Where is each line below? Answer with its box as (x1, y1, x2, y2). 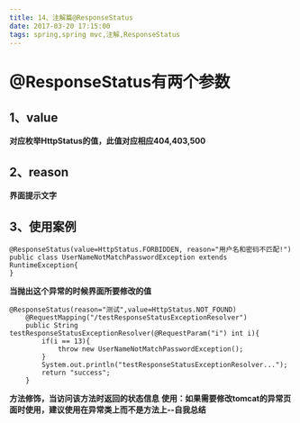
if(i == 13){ (41, 337, 91, 346)
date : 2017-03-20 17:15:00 (9, 22, 111, 31)
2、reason (9, 164, 69, 180)
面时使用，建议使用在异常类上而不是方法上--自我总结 (9, 404, 207, 415)
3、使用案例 (9, 219, 77, 234)
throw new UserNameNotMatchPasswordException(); (57, 345, 244, 354)
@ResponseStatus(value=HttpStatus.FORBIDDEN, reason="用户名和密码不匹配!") (9, 245, 292, 254)
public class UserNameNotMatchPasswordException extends (9, 253, 228, 262)
